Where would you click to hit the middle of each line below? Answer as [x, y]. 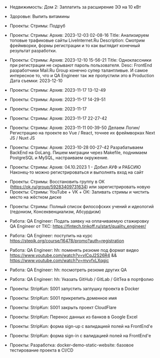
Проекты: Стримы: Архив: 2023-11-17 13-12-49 [58, 90]
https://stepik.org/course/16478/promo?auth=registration [67, 241]
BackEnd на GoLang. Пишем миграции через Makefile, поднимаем [78, 153]
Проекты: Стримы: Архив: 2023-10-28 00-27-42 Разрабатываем [76, 147]
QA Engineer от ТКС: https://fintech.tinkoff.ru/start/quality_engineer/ [78, 226]
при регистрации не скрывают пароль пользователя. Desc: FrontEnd [81, 65]
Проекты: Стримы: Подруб [37, 26]
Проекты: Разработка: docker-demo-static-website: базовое [72, 345]
